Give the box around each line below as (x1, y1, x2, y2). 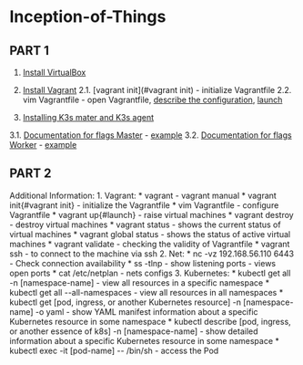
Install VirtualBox (22, 67, 86, 78)
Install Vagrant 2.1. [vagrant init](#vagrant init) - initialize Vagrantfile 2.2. (22, 85, 292, 95)
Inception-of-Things (9, 6, 167, 27)
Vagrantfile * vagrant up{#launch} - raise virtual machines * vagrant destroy (9, 209, 294, 220)
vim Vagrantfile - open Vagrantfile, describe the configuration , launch (22, 94, 283, 105)
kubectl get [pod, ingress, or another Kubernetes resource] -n (9, 297, 241, 308)
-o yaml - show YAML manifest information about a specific (35, 306, 258, 317)
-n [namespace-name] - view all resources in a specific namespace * (9, 276, 270, 288)
